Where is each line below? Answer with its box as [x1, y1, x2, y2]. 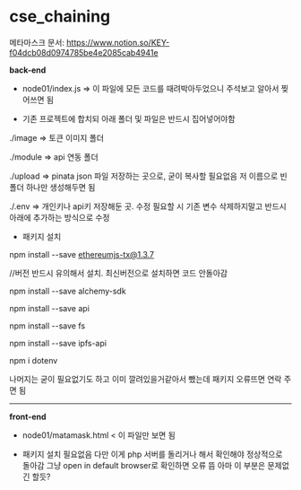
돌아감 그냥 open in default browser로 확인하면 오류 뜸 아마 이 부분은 [21, 459, 266, 470]
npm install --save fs [9, 320, 86, 331]
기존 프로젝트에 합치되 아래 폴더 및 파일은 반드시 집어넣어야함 [21, 113, 236, 124]
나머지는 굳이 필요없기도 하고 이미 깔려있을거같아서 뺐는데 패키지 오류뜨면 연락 [9, 373, 282, 384]
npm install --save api [9, 302, 90, 313]
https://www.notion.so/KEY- [66, 37, 170, 48]
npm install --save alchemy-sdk [9, 285, 127, 296]
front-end [9, 411, 47, 422]
